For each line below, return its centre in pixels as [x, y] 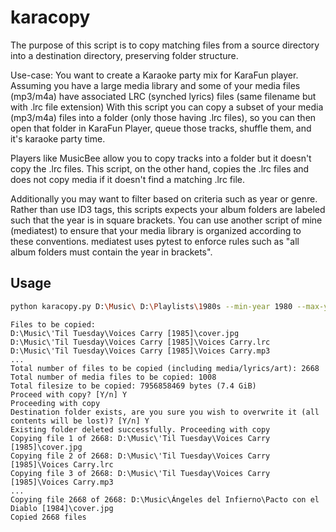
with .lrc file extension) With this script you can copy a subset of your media [167, 107]
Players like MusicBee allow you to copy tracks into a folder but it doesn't [161, 158]
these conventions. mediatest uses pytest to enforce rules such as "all [155, 241]
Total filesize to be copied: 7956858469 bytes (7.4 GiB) [133, 386]
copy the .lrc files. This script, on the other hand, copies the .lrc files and [160, 168]
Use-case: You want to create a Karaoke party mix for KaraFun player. [154, 75]
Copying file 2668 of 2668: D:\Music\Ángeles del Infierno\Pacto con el [165, 499]
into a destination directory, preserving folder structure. [124, 55]
